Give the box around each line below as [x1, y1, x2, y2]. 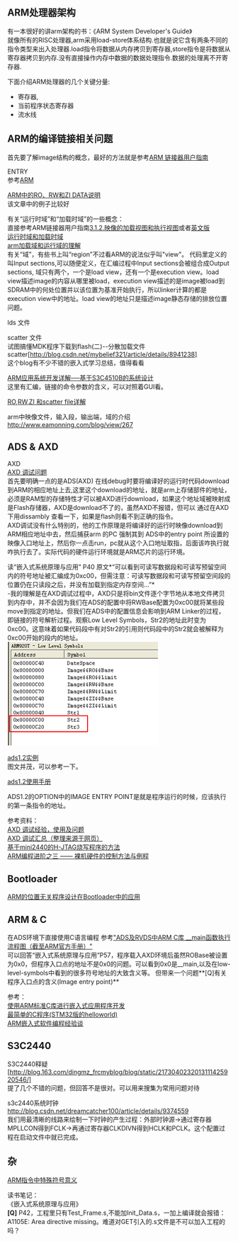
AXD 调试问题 [7, 468, 47, 477]
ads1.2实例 [7, 754, 39, 762]
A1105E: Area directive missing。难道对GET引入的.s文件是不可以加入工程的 [7, 1217, 225, 1225]
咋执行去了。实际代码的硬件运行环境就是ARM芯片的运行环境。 [7, 548, 189, 556]
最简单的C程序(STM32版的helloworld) [7, 1010, 118, 1019]
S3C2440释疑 [7, 1060, 48, 1068]
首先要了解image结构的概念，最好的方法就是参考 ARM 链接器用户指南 [7, 153, 209, 161]
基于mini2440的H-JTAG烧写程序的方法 [7, 843, 120, 851]
